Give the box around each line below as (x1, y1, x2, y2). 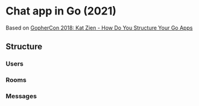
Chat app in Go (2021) (5, 4, 117, 18)
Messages (5, 92, 37, 101)
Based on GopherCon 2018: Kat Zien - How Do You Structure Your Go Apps (5, 24, 193, 31)
